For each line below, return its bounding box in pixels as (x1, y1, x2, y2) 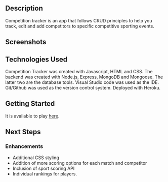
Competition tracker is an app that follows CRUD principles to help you (5, 17, 153, 23)
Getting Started (5, 99, 55, 108)
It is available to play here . (5, 113, 60, 119)
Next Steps (5, 128, 41, 136)
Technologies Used (5, 55, 67, 64)
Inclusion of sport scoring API (12, 165, 75, 171)
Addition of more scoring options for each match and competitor (12, 160, 147, 166)
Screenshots (5, 38, 47, 46)
